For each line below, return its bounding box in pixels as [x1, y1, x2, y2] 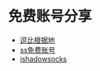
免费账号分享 [8, 7, 93, 26]
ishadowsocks [19, 53, 67, 64]
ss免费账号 [19, 45, 56, 54]
